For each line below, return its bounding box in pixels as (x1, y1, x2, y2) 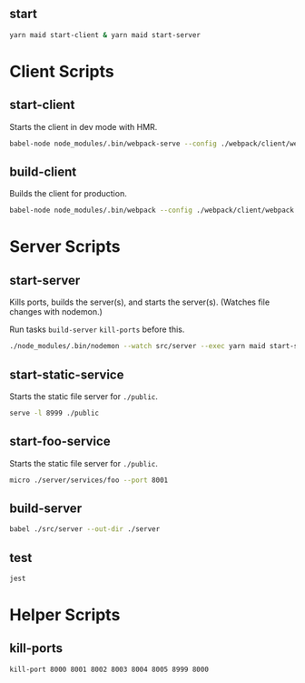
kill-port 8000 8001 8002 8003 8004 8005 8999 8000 (9, 665, 209, 674)
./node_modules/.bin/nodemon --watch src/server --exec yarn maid (9, 342, 266, 351)
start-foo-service (9, 434, 111, 449)
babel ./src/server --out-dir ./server (9, 525, 161, 534)
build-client (9, 164, 77, 179)
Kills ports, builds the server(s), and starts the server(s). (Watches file (9, 296, 271, 307)
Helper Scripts (9, 605, 121, 626)
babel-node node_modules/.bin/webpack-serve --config (9, 139, 218, 148)
